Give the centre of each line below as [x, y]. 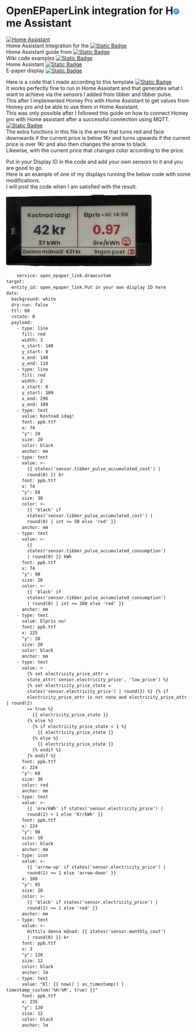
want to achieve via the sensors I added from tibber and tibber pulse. [89, 94]
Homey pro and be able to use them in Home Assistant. [73, 107]
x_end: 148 [35, 358]
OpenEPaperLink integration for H [90, 11]
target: [16, 282]
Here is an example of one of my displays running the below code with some [98, 174]
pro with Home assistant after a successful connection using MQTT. [88, 119]
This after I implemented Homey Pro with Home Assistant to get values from [97, 100]
